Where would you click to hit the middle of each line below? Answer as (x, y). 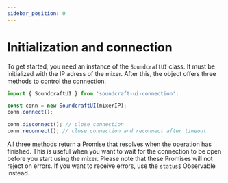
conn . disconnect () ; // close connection (66, 125)
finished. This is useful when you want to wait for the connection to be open (114, 151)
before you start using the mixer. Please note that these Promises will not (110, 158)
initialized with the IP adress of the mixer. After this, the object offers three (112, 73)
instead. (18, 173)
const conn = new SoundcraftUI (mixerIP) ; (67, 106)
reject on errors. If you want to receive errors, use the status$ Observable (111, 166)
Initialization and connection (90, 47)
